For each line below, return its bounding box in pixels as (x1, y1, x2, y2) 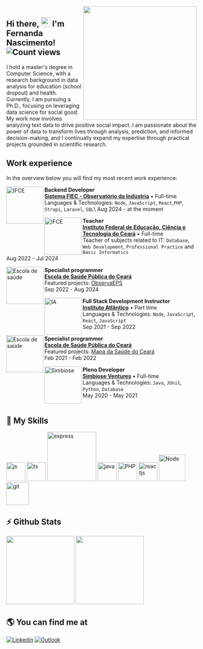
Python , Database (82, 385, 124, 393)
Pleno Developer (82, 366, 125, 373)
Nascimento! (6, 38, 56, 48)
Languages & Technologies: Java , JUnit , (82, 379, 182, 386)
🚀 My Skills (6, 416, 48, 426)
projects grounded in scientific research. (6, 141, 108, 148)
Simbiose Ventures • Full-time (82, 372, 159, 379)
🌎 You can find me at (6, 617, 88, 627)
